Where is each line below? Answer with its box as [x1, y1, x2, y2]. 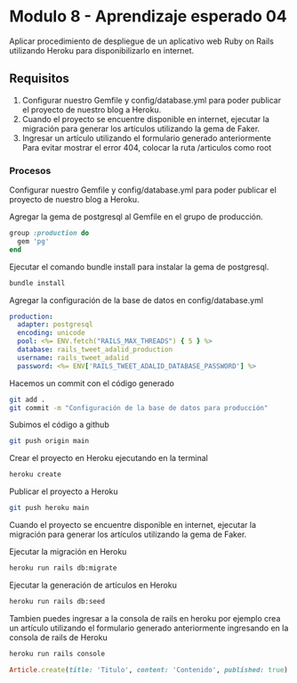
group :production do [9, 229, 90, 238]
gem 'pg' [17, 236, 50, 246]
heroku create [9, 470, 62, 479]
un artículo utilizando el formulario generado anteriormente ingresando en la [9, 622, 289, 633]
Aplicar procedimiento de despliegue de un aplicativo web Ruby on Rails [9, 36, 274, 46]
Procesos [9, 164, 52, 177]
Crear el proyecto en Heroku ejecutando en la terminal [9, 453, 209, 464]
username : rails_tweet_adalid [17, 353, 129, 362]
